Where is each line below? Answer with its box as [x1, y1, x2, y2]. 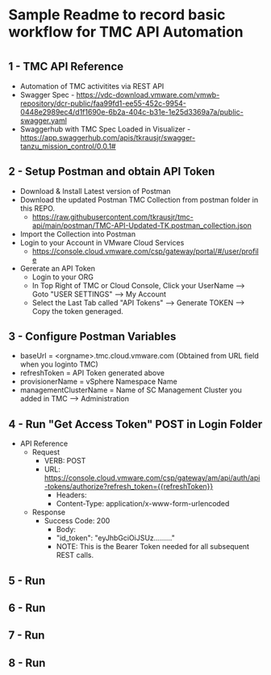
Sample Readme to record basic [8, 6, 226, 24]
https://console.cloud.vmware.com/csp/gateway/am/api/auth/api [44, 473, 261, 483]
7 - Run [8, 628, 45, 643]
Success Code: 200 [44, 516, 110, 526]
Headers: [56, 490, 87, 500]
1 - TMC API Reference [8, 60, 124, 73]
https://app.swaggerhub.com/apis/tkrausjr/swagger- [19, 132, 196, 142]
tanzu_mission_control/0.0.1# [19, 141, 116, 151]
